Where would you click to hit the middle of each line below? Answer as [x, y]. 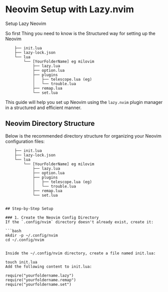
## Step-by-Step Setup [29, 208]
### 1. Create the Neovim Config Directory [52, 218]
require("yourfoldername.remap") [41, 280]
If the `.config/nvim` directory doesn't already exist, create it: [79, 222]
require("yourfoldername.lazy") [39, 275]
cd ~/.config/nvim [25, 240]
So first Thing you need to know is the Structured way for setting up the [80, 33]
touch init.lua [21, 262]
